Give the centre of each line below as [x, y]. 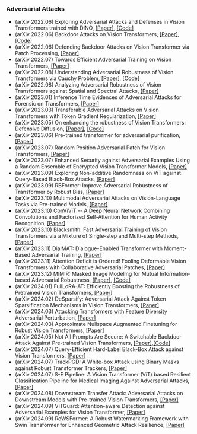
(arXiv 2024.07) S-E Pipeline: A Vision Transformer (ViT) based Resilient [103, 375]
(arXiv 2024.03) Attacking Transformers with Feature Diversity [91, 312]
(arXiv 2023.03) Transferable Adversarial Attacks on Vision [87, 110]
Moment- [175, 248]
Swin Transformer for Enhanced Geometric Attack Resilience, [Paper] [100, 425]
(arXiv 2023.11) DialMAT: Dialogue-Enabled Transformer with [89, 248]
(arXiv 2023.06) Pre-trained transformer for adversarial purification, [98, 135]
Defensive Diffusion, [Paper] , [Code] [59, 129]
